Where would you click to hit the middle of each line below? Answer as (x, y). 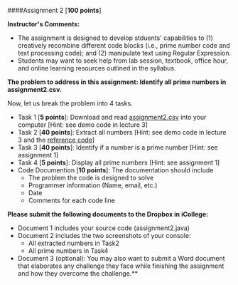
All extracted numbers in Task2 (74, 243)
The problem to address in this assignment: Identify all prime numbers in (117, 82)
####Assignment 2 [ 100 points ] (54, 10)
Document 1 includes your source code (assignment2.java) (104, 228)
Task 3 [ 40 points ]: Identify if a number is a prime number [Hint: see (118, 147)
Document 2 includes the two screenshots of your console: (104, 235)
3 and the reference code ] (56, 140)
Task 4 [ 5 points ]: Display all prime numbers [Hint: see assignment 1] (119, 162)
